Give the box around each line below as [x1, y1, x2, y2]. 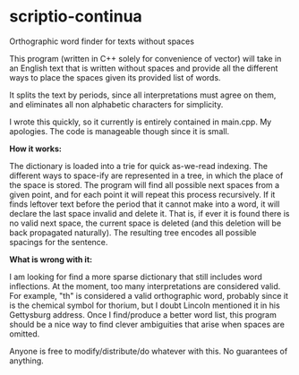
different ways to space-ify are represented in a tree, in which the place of [9, 170, 284, 181]
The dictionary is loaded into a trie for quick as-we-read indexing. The [9, 160, 269, 171]
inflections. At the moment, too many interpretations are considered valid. [9, 280, 281, 292]
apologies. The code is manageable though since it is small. [9, 125, 230, 136]
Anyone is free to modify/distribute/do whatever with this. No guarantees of [9, 345, 288, 356]
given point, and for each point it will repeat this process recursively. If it [9, 189, 276, 200]
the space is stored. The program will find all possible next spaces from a [9, 179, 280, 190]
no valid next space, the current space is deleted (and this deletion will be [9, 217, 282, 228]
